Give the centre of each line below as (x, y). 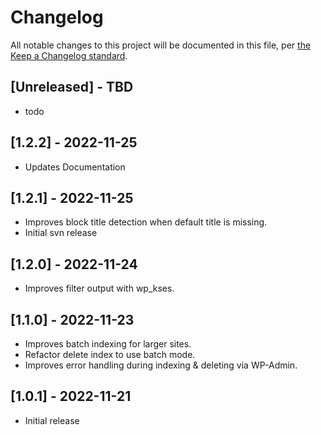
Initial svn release (61, 233)
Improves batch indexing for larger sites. (108, 344)
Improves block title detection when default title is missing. (146, 222)
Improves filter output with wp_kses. (99, 288)
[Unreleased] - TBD (72, 87)
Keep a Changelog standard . (69, 55)
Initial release (52, 420)
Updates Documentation (75, 167)
